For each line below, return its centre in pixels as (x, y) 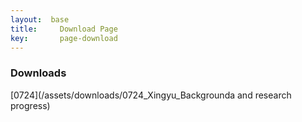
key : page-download (64, 38)
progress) (30, 105)
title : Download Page (64, 29)
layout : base (40, 19)
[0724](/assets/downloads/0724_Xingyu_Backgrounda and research (151, 95)
